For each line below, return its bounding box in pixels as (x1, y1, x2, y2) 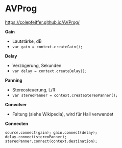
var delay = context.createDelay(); (12, 68, 87, 74)
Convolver (5, 101, 27, 107)
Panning (5, 77, 23, 83)
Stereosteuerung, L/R (12, 87, 55, 92)
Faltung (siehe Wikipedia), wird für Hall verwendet (12, 111, 114, 117)
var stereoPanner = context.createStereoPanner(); (12, 93, 118, 98)
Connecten (5, 120, 28, 126)
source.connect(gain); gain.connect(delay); (5, 130, 98, 135)
